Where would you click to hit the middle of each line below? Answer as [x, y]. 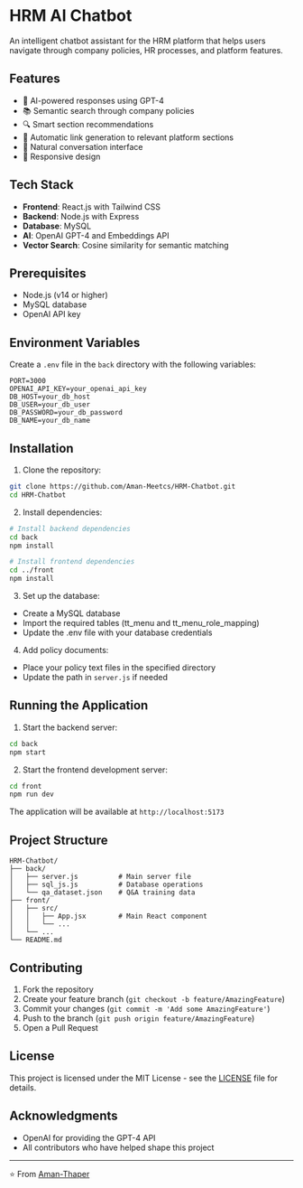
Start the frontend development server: [95, 770]
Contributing [46, 968]
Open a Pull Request [60, 1027]
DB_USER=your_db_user [50, 405]
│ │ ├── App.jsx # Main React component [108, 917]
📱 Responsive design [61, 156]
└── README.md [36, 940]
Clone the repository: [62, 470]
